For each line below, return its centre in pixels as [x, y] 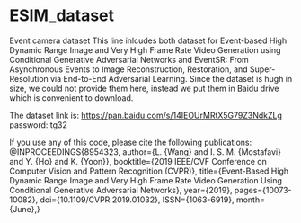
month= [250, 200]
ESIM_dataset [62, 16]
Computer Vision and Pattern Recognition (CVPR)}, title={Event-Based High [149, 171]
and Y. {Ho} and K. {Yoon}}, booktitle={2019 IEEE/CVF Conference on [138, 161]
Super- [263, 69]
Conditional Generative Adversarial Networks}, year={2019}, [121, 190]
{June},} [25, 209]
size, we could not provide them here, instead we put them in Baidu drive [144, 88]
